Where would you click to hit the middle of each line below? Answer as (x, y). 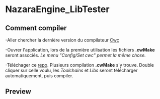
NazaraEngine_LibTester (57, 9)
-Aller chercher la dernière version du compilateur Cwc (62, 40)
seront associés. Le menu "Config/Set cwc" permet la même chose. (75, 55)
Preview (18, 92)
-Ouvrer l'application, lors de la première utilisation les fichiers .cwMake (80, 50)
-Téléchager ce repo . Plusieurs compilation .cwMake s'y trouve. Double (80, 65)
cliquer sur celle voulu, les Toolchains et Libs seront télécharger (71, 70)
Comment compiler (36, 28)
